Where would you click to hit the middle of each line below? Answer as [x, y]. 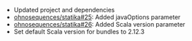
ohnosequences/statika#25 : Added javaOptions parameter [97, 17]
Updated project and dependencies [64, 10]
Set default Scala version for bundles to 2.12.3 [79, 31]
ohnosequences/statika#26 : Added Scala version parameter [99, 24]
